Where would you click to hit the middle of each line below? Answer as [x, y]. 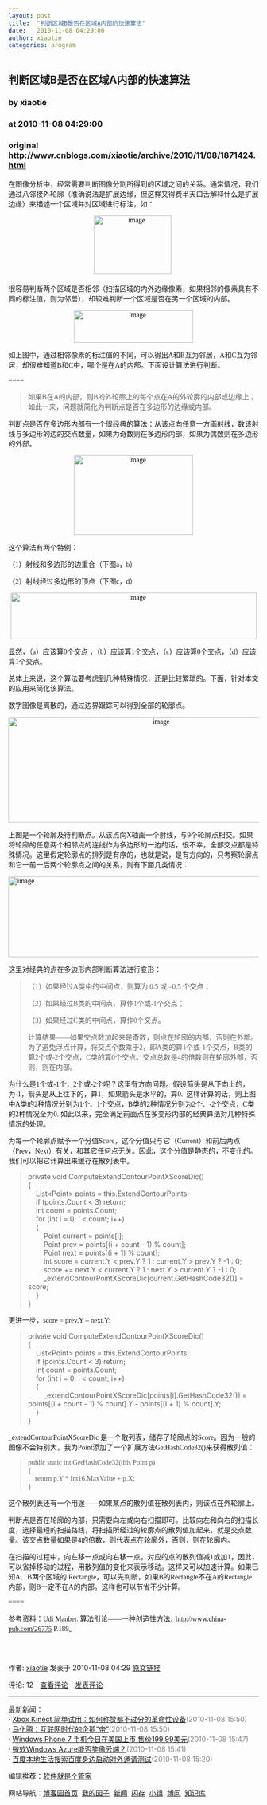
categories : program [43, 45]
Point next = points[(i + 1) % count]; [102, 1252]
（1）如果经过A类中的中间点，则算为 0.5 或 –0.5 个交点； [119, 987]
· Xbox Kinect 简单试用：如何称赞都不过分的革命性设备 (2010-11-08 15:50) [128, 1719]
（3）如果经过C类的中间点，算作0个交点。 [96, 1020]
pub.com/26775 [30, 1628]
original [23, 146]
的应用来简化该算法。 [43, 688]
